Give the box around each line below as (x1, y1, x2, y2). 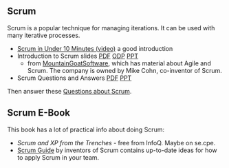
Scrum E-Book (7, 107, 71, 119)
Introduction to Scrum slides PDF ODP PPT (17, 52, 139, 60)
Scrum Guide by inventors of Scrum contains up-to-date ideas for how (17, 146, 218, 154)
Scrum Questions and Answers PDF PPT (17, 74, 132, 82)
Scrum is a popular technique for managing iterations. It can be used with (7, 23, 215, 32)
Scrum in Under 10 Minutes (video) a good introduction (17, 44, 173, 52)
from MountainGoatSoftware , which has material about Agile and (27, 59, 211, 67)
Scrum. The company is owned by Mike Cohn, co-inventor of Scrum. (27, 66, 222, 74)
